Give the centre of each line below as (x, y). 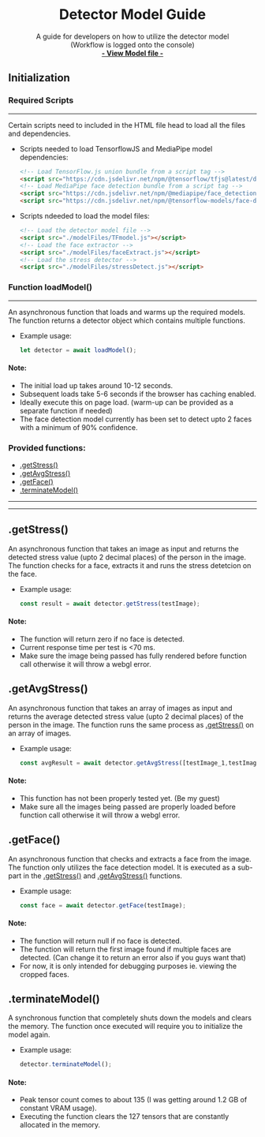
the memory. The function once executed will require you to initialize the (125, 1027)
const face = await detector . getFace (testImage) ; (103, 905)
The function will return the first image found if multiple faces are (125, 949)
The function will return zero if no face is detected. (102, 639)
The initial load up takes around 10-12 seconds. (96, 385)
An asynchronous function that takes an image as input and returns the (123, 548)
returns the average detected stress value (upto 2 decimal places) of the (126, 716)
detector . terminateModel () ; (65, 1064)
